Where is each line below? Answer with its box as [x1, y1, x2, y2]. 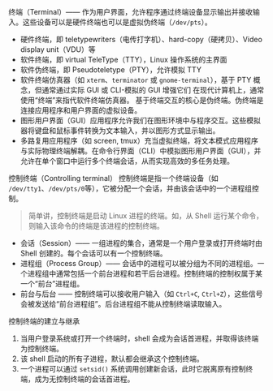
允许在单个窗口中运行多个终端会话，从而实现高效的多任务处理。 [19, 157, 234, 165]
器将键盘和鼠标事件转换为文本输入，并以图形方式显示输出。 [19, 126, 220, 135]
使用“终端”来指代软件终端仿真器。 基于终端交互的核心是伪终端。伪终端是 [19, 96, 264, 105]
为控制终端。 [19, 344, 63, 353]
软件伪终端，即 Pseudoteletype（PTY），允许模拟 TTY [19, 65, 201, 75]
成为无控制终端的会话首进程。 [34, 374, 135, 384]
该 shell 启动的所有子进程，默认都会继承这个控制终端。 [19, 354, 205, 363]
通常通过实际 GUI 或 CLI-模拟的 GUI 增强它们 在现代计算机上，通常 [41, 85, 265, 95]
